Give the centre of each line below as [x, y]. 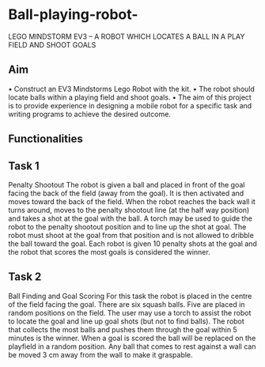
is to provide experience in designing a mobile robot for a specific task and [130, 105]
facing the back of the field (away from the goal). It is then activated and [126, 193]
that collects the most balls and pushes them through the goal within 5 [123, 329]
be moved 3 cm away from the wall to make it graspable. [100, 354]
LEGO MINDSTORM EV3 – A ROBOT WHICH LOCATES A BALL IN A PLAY [127, 36]
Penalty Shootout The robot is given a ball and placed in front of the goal [127, 184]
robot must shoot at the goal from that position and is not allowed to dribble [131, 235]
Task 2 [25, 277]
